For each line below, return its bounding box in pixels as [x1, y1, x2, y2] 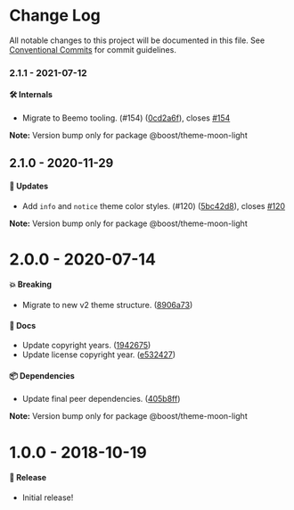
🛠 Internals [9, 89, 53, 100]
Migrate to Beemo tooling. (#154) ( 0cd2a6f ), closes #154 [21, 113, 231, 123]
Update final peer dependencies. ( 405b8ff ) [21, 394, 181, 405]
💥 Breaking [9, 279, 52, 290]
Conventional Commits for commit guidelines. [9, 44, 176, 54]
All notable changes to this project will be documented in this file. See [9, 35, 265, 46]
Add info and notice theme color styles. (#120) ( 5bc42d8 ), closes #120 [21, 200, 286, 211]
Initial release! [21, 492, 74, 503]
